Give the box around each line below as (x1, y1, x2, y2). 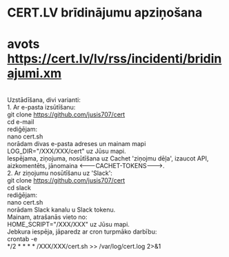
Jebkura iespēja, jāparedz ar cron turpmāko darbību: (7, 227, 157, 236)
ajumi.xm (7, 65, 62, 81)
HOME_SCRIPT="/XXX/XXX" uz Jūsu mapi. (7, 220, 130, 229)
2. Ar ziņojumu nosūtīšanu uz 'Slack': (7, 169, 112, 177)
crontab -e (7, 235, 38, 243)
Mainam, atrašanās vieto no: (7, 213, 88, 221)
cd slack (7, 184, 31, 192)
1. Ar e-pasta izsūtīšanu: (7, 103, 76, 112)
